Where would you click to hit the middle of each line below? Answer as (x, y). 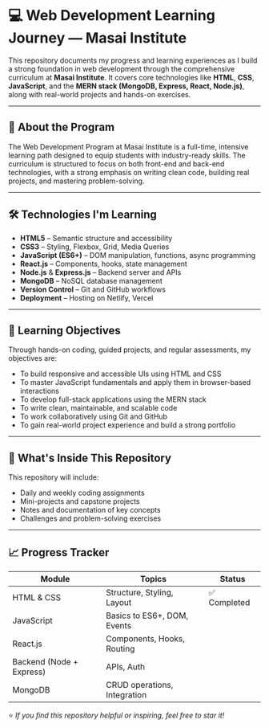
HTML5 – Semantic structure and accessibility (96, 238)
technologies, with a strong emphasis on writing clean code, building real (129, 172)
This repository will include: (54, 477)
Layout (118, 602)
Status (233, 579)
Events (118, 626)
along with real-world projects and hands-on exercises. (100, 94)
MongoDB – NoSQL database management (91, 280)
